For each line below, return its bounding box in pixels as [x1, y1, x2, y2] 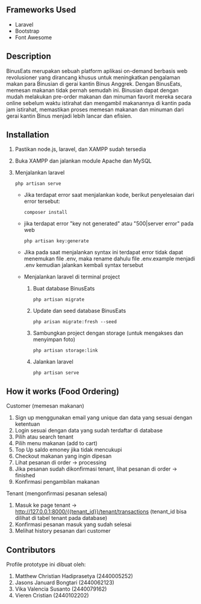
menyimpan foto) [32, 336, 76, 343]
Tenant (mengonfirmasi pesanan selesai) [6, 490, 108, 497]
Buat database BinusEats [32, 285, 95, 292]
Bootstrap [14, 27, 40, 34]
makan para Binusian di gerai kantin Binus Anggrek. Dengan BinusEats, [6, 80, 182, 87]
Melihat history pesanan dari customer [14, 527, 111, 535]
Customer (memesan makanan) [6, 402, 84, 410]
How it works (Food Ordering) [6, 386, 119, 396]
